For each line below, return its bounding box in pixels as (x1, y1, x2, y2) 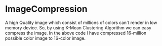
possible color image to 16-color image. (5, 35, 86, 41)
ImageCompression (5, 3, 88, 15)
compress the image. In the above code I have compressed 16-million (5, 30, 147, 36)
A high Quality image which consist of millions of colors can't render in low (5, 20, 157, 25)
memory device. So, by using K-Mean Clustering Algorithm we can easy (5, 24, 152, 30)
